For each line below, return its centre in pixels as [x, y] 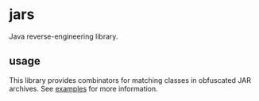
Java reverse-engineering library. [64, 36]
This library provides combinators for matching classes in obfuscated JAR [130, 80]
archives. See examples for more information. [83, 88]
